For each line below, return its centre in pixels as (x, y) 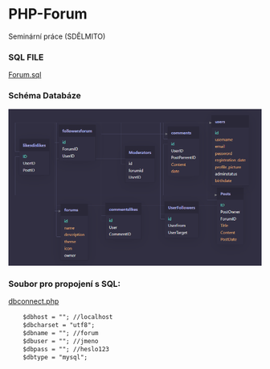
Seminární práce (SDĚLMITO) (57, 36)
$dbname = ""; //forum (61, 333)
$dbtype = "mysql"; (55, 357)
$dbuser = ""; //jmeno (61, 341)
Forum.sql (25, 75)
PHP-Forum (48, 14)
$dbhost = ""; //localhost (68, 317)
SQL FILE (26, 57)
